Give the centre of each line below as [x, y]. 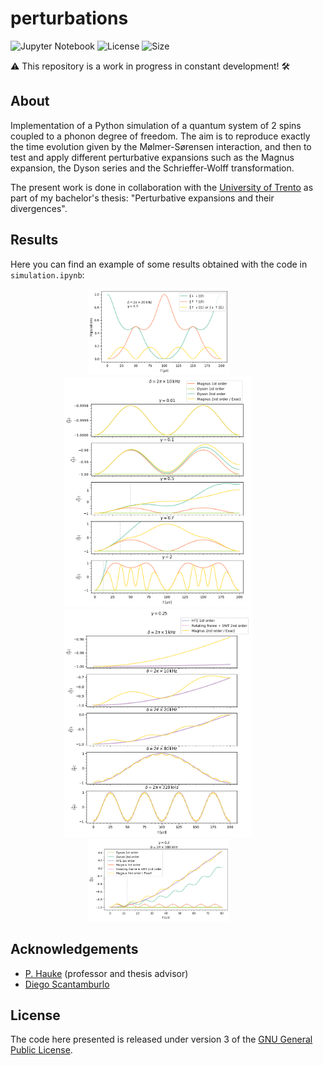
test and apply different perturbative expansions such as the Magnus [152, 157]
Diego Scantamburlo [67, 984]
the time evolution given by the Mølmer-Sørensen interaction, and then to [161, 146]
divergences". [39, 208]
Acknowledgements [74, 949]
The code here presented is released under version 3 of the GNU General [161, 1039]
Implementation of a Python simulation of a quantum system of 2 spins [156, 125]
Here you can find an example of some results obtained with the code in [159, 264]
